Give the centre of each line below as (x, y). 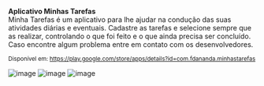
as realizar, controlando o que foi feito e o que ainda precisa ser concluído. (130, 36)
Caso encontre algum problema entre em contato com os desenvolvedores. (131, 45)
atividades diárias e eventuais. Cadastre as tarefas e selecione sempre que (130, 28)
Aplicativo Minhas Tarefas (52, 11)
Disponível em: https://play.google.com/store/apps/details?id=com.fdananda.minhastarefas (132, 59)
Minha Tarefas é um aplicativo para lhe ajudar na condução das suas (120, 20)
